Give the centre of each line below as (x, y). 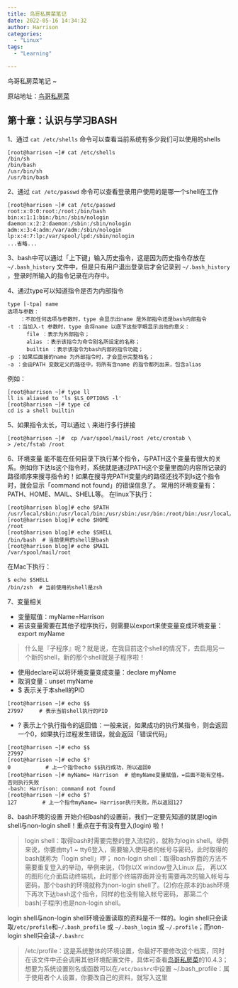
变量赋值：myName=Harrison (61, 616)
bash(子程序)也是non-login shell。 (75, 903)
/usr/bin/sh (25, 171)
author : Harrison (33, 27)
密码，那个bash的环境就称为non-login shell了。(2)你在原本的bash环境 (127, 885)
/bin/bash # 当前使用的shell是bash (58, 540)
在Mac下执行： (29, 567)
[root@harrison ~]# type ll (49, 392)
